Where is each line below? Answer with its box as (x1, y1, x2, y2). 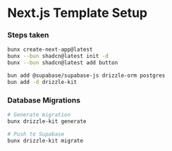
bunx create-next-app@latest (7, 46, 93, 54)
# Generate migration (7, 111, 71, 119)
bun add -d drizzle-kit (7, 78, 78, 85)
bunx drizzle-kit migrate (7, 137, 83, 144)
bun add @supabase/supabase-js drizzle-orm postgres (7, 72, 166, 79)
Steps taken (7, 30, 49, 40)
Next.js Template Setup (7, 5, 148, 21)
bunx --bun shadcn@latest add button (7, 59, 118, 66)
